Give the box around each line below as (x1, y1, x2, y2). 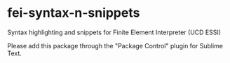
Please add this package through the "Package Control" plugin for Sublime (7, 41, 223, 50)
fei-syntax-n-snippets (7, 5, 140, 21)
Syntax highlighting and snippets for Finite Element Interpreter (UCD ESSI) (7, 28, 222, 36)
